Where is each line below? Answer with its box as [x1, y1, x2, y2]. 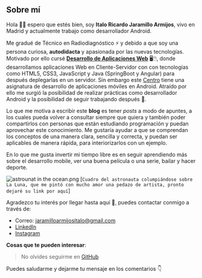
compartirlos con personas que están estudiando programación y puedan [6, 120, 189, 127]
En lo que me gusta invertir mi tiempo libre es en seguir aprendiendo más [6, 151, 188, 158]
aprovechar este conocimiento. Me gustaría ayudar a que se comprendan [6, 126, 188, 133]
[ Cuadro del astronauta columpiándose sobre [80, 175, 193, 183]
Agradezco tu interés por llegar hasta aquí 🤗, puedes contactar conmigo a [6, 198, 189, 206]
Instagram [14, 229, 40, 237]
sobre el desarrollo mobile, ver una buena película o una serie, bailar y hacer [6, 157, 196, 165]
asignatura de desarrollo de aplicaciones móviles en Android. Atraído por [6, 83, 187, 90]
